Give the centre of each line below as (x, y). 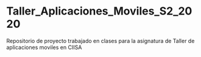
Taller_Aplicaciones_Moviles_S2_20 (99, 11)
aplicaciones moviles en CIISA (44, 47)
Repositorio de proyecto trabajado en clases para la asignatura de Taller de (100, 41)
